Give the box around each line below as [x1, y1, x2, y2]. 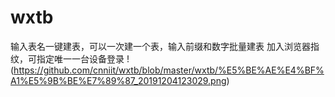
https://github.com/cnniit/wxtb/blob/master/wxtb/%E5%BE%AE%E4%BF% [13, 64, 325, 76]
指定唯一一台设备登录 [36, 52, 125, 65]
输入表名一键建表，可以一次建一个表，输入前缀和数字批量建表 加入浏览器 [10, 40, 311, 52]
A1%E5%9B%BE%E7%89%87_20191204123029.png [10, 74, 227, 86]
